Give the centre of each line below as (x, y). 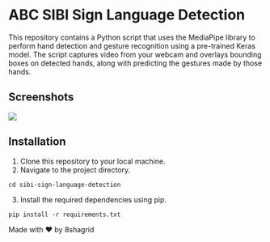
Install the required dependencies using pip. (93, 199)
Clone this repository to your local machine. (93, 161)
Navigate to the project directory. (75, 170)
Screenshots (41, 98)
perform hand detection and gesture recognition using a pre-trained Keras (132, 45)
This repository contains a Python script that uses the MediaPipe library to (132, 37)
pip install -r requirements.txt (65, 214)
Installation (37, 142)
